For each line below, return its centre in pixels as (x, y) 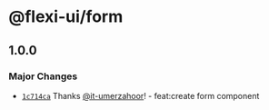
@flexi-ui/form (66, 17)
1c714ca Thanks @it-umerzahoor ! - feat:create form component (140, 95)
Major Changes (43, 76)
